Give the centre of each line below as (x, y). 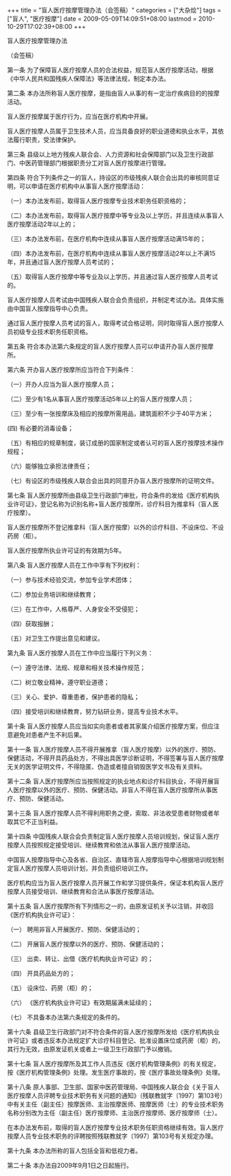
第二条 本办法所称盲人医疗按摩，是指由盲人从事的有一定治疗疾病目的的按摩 (113, 93)
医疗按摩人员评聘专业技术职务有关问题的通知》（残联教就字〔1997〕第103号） (115, 1095)
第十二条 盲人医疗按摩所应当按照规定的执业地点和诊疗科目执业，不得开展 (110, 781)
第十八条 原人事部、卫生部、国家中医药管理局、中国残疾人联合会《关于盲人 (113, 1087)
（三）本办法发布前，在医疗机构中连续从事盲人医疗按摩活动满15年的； (107, 239)
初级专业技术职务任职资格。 (52, 332)
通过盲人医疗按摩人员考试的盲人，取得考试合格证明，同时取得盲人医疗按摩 (112, 323)
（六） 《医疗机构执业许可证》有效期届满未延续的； (80, 1002)
